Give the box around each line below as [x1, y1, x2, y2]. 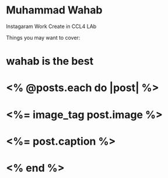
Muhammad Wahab [6, 4, 103, 17]
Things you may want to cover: [6, 34, 80, 41]
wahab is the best [6, 55, 94, 68]
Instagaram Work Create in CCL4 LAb [6, 23, 97, 30]
